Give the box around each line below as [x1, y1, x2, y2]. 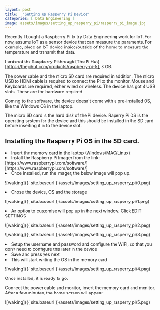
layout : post [5, 7, 31, 12]
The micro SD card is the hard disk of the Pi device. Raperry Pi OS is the [5, 112, 148, 119]
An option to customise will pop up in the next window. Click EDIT [11, 208, 142, 214]
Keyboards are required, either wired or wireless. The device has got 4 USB [5, 83, 156, 90]
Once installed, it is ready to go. [5, 276, 69, 281]
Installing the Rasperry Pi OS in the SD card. [5, 137, 140, 145]
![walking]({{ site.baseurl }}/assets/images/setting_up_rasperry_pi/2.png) [5, 222, 151, 228]
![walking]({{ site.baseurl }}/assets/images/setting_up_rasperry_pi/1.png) [5, 199, 150, 204]
